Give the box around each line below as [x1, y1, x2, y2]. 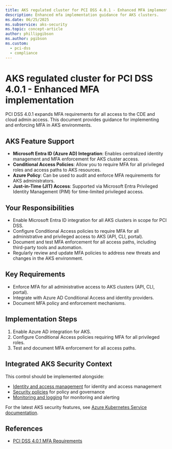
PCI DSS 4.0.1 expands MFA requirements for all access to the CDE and [5, 111, 155, 117]
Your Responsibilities [5, 203, 74, 212]
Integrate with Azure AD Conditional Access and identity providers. [12, 294, 155, 300]
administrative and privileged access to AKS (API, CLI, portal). [12, 234, 143, 240]
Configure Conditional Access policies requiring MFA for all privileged [12, 334, 160, 340]
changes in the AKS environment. [12, 255, 83, 261]
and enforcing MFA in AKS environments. [5, 122, 92, 128]
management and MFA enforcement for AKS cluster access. [12, 156, 139, 162]
